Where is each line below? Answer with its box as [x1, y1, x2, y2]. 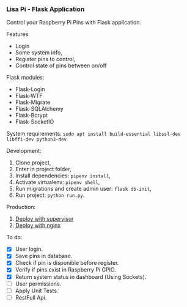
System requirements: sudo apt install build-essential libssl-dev [6, 130, 182, 138]
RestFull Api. [15, 294, 47, 301]
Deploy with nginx [15, 222, 61, 229]
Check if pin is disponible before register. [15, 259, 119, 267]
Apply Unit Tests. [15, 287, 59, 294]
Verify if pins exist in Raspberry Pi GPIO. [15, 266, 116, 273]
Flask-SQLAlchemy [15, 105, 64, 113]
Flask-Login [15, 86, 45, 93]
